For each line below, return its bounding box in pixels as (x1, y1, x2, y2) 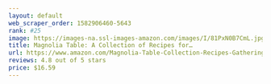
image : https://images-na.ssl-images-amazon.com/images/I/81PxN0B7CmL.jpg (8, 34, 265, 42)
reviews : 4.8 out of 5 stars (8, 57, 106, 65)
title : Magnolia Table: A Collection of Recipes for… (8, 42, 194, 50)
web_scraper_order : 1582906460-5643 (8, 19, 131, 27)
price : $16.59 (8, 64, 56, 72)
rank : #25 (8, 26, 42, 34)
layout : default (8, 11, 63, 20)
